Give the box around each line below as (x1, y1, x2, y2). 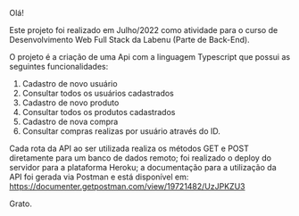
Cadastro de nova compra (21, 116, 119, 127)
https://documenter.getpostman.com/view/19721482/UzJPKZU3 (9, 181, 245, 191)
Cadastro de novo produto (21, 97, 120, 108)
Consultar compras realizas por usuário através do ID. (21, 126, 221, 137)
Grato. (9, 198, 33, 209)
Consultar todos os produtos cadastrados (21, 107, 176, 117)
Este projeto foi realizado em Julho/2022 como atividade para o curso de (9, 25, 278, 35)
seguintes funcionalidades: (9, 62, 109, 71)
